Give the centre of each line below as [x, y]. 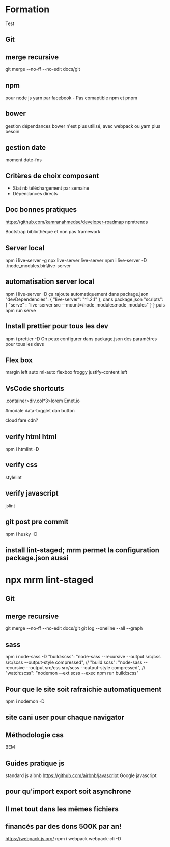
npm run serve [21, 310]
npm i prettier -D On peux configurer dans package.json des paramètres [81, 339]
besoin [12, 131]
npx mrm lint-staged [49, 580]
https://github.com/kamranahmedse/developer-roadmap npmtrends [77, 222]
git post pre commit [37, 522]
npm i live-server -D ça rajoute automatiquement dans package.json [77, 294]
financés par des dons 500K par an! [63, 826]
